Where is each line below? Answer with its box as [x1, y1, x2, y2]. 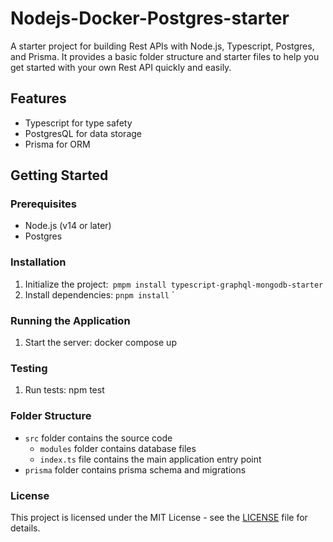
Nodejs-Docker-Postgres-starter [10, 7, 290, 30]
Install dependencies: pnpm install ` [24, 288, 175, 301]
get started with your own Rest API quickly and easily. [10, 61, 232, 73]
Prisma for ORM [24, 138, 91, 150]
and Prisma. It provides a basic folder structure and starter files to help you [10, 50, 320, 62]
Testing [10, 361, 48, 375]
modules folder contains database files [39, 442, 197, 454]
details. [10, 522, 41, 534]
